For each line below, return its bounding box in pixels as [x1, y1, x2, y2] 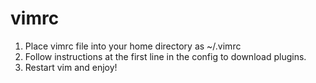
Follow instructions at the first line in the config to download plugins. [24, 50, 307, 62]
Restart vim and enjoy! [24, 61, 118, 73]
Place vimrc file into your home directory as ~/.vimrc [24, 40, 242, 52]
